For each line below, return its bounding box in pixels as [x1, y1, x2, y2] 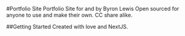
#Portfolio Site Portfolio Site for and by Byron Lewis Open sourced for [6, 5, 180, 12]
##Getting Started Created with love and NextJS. [6, 23, 128, 30]
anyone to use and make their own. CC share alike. [6, 11, 133, 19]
